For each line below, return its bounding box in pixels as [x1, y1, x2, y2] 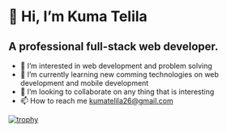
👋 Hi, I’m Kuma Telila [8, 7, 148, 26]
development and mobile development [19, 79, 149, 87]
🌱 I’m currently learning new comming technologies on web [19, 70, 219, 79]
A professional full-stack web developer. [8, 40, 219, 53]
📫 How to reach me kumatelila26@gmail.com [19, 96, 173, 105]
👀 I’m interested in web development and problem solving [19, 61, 212, 70]
